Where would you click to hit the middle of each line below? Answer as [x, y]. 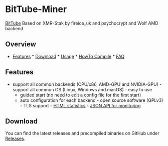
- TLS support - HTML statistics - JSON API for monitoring [80, 105]
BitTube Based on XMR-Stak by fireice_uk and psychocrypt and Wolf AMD [82, 23]
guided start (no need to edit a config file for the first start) [80, 95]
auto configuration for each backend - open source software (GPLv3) [92, 100]
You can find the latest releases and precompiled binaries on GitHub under [82, 133]
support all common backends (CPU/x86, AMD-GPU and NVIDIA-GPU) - [87, 84]
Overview [21, 44]
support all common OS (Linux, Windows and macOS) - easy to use [82, 89]
